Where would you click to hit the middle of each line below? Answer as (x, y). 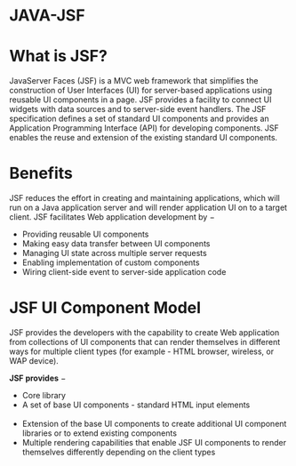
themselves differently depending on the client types (119, 452)
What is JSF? (59, 56)
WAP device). (34, 361)
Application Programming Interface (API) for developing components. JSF (144, 128)
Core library (44, 395)
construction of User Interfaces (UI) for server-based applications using (141, 91)
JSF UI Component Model (105, 308)
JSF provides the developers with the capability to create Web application (144, 333)
